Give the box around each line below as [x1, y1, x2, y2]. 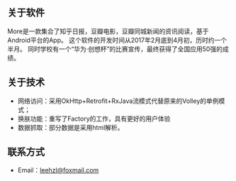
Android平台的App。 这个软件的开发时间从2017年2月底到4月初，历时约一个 [7, 35, 227, 44]
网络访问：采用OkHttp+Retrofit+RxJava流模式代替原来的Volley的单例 [17, 97, 219, 105]
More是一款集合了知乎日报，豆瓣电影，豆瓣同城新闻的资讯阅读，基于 [7, 27, 209, 35]
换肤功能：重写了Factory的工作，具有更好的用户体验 [17, 114, 171, 123]
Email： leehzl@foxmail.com [17, 166, 99, 175]
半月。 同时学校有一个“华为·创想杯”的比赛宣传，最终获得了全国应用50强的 [7, 45, 223, 53]
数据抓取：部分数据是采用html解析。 [17, 123, 124, 131]
